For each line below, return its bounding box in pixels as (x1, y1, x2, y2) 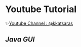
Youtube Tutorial (5, 4, 77, 15)
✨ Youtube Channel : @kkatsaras (5, 20, 73, 26)
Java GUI (5, 35, 35, 44)
